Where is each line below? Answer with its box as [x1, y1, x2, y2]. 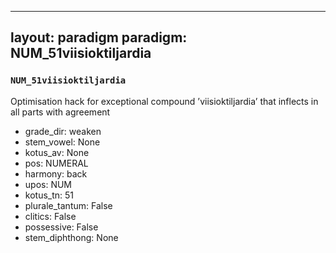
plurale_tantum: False [24, 199, 113, 211]
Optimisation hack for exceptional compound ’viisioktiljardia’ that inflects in [10, 95, 319, 107]
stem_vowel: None [24, 136, 101, 148]
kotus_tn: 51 [24, 189, 75, 201]
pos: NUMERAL [24, 157, 89, 169]
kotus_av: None [24, 146, 90, 158]
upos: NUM [24, 178, 73, 190]
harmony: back [24, 167, 88, 180]
